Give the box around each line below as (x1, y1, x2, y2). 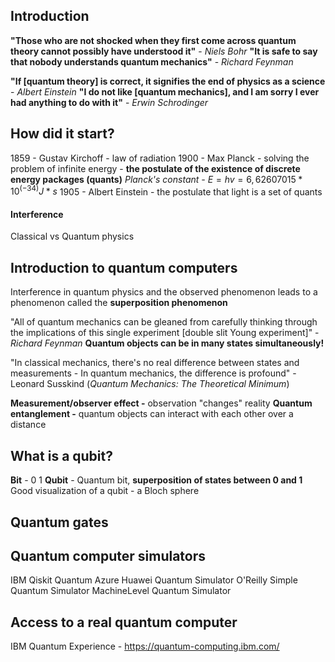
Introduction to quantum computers (10, 259, 238, 276)
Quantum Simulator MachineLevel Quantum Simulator (10, 585, 232, 597)
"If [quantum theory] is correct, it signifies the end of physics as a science (10, 75, 326, 87)
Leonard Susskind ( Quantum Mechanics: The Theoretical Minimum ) (10, 378, 290, 390)
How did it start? (10, 125, 115, 143)
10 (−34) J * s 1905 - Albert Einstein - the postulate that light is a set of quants (10, 184, 323, 198)
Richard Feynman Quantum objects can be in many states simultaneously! (10, 337, 325, 349)
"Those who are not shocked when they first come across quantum (10, 34, 297, 46)
